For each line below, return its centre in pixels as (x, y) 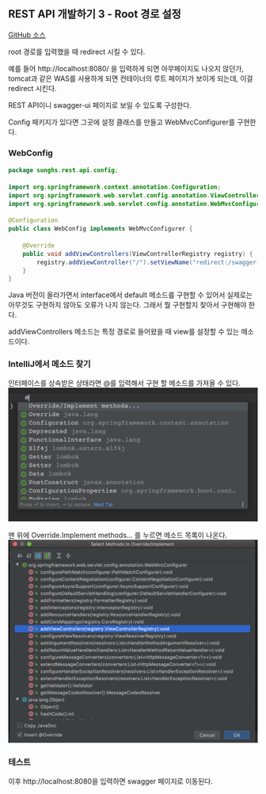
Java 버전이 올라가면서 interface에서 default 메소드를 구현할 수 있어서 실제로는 (131, 295)
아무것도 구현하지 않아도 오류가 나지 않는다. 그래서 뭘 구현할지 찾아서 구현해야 (127, 305)
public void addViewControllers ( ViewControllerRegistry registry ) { (138, 254)
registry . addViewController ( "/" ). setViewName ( (115, 262)
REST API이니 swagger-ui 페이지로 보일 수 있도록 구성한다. (100, 105)
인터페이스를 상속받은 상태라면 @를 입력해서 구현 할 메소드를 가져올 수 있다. (125, 383)
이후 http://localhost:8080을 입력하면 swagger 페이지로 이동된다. (111, 781)
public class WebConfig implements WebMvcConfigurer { (101, 229)
